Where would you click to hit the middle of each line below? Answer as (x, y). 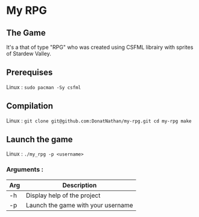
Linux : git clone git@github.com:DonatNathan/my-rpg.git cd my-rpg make (99, 121)
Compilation (30, 106)
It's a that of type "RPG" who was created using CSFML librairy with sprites (100, 47)
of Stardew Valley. (29, 54)
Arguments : (25, 169)
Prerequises (30, 73)
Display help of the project (63, 195)
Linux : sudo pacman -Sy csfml (44, 87)
